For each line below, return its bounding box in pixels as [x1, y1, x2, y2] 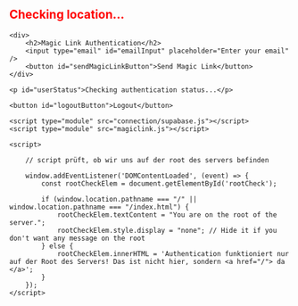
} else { [41, 241, 74, 251]
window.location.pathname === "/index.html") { [9, 203, 190, 211]
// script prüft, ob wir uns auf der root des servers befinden [25, 155, 269, 164]
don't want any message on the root [9, 234, 145, 243]
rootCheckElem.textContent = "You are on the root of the [56, 210, 277, 219]
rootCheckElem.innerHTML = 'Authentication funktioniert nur [56, 249, 290, 258]
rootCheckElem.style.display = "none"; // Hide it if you [56, 226, 277, 235]
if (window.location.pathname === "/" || [41, 194, 198, 203]
